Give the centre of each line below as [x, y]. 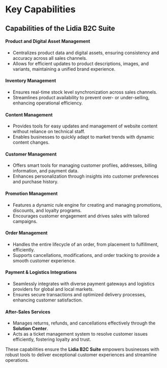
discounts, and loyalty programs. [47, 210]
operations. [17, 360]
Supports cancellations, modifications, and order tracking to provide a [86, 255]
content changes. [31, 142]
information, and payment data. [46, 171]
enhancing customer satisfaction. [48, 300]
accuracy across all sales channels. [50, 58]
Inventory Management [31, 81]
